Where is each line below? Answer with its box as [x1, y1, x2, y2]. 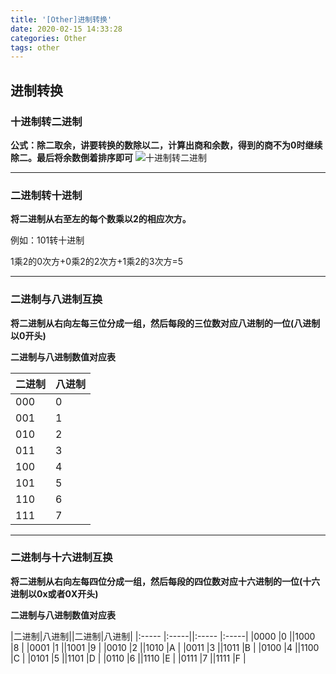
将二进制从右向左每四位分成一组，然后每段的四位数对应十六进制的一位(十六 [10, 575, 321, 587]
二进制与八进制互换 [10, 292, 103, 306]
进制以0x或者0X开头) [10, 587, 99, 600]
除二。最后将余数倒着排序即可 [10, 151, 133, 163]
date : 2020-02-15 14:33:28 [10, 24, 123, 34]
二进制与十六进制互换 [10, 551, 113, 565]
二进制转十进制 [10, 188, 83, 202]
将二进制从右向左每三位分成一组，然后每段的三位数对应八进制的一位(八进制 [10, 317, 321, 329]
